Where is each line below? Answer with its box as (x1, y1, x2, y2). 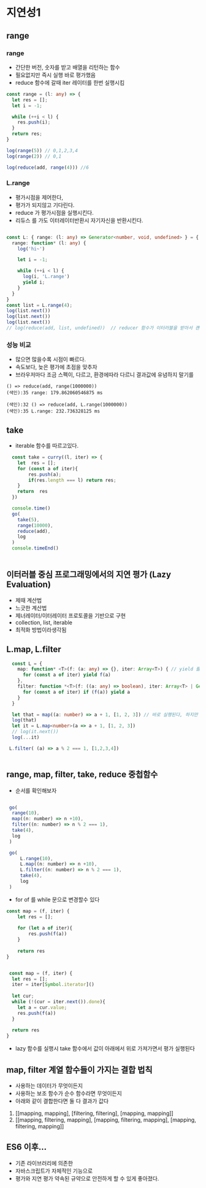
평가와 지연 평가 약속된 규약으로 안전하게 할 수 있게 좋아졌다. (15, 1174, 159, 1182)
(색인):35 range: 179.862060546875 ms (6, 390, 103, 396)
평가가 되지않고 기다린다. (15, 201, 75, 209)
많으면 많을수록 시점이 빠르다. (15, 355, 86, 363)
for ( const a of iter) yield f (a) (22, 672, 112, 678)
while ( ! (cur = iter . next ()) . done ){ (12, 999, 105, 1005)
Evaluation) (6, 580, 51, 590)
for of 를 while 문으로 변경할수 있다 (15, 896, 100, 903)
